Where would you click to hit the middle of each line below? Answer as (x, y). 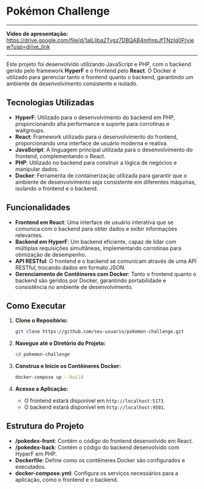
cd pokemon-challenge (42, 355)
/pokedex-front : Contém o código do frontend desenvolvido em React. (104, 441)
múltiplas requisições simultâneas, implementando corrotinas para (98, 248)
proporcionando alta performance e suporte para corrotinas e (92, 123)
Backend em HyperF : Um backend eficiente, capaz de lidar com (96, 241)
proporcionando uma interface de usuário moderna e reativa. (91, 143)
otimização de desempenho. (51, 254)
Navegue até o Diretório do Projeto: (60, 343)
